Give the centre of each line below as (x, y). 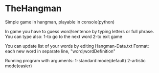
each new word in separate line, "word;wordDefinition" (60, 51)
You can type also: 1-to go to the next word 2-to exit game (64, 36)
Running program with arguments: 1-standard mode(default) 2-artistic (75, 60)
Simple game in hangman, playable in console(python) (60, 22)
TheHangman (34, 9)
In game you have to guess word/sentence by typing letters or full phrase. (79, 31)
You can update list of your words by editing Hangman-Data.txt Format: (77, 46)
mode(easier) (19, 66)
